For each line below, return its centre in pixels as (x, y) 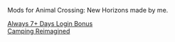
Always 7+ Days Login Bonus (50, 23)
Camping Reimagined (39, 31)
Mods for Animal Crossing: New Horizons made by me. (88, 10)
